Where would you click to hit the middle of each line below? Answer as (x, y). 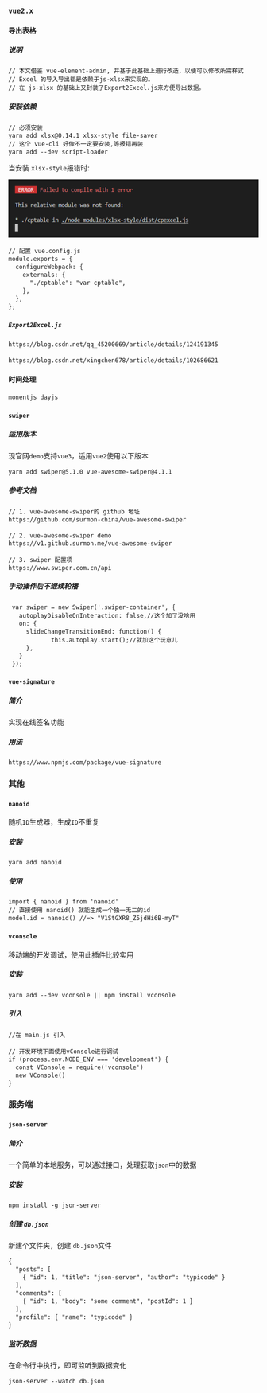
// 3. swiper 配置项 (41, 560)
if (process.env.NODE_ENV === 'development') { (89, 1059)
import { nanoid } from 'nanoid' (64, 902)
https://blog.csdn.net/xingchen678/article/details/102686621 (113, 361)
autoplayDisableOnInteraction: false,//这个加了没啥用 (107, 615)
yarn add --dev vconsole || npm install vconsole (92, 995)
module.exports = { (41, 259)
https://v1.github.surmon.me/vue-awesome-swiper (90, 543)
